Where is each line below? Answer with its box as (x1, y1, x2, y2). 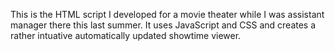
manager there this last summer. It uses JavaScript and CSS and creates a (10, 19, 317, 31)
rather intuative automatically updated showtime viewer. (10, 30, 242, 41)
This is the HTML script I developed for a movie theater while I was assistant (10, 9, 325, 20)
